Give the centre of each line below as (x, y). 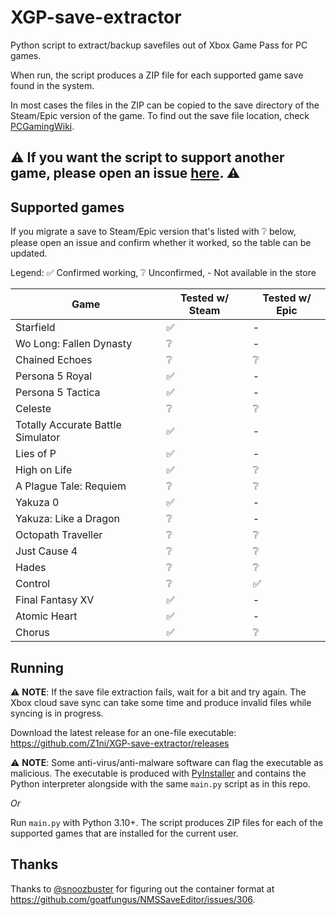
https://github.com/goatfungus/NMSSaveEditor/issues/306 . (133, 899)
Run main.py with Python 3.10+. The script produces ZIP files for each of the (166, 822)
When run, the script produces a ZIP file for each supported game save (157, 75)
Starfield (35, 328)
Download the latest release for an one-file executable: (123, 732)
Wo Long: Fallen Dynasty (74, 344)
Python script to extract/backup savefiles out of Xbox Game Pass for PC (159, 45)
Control (33, 584)
